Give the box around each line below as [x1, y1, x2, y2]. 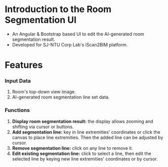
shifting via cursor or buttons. [12, 124, 74, 130]
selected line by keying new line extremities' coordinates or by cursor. [12, 155, 158, 162]
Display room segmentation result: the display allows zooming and [12, 118, 153, 124]
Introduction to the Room [5, 4, 112, 15]
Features [5, 60, 43, 71]
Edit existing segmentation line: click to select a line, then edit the [12, 150, 151, 156]
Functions [5, 107, 30, 114]
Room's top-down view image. [12, 89, 76, 95]
